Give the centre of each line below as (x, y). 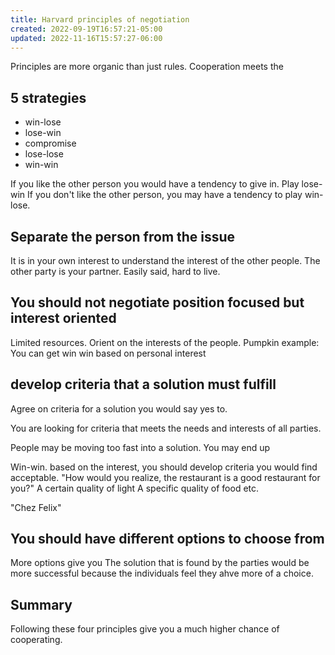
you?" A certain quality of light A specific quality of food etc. (135, 488)
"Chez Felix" (36, 507)
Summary (41, 604)
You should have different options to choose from (167, 539)
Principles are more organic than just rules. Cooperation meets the (147, 67)
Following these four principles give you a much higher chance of (145, 629)
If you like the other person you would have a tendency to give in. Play (155, 184)
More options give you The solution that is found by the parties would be (160, 563)
